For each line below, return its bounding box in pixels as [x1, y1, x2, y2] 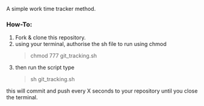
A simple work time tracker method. [6, 5, 96, 12]
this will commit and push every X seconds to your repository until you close [6, 87, 198, 94]
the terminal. [6, 94, 38, 101]
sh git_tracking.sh [30, 76, 75, 83]
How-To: [6, 20, 32, 28]
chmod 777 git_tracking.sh [30, 52, 97, 59]
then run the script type [15, 64, 75, 71]
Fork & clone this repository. [15, 34, 86, 41]
